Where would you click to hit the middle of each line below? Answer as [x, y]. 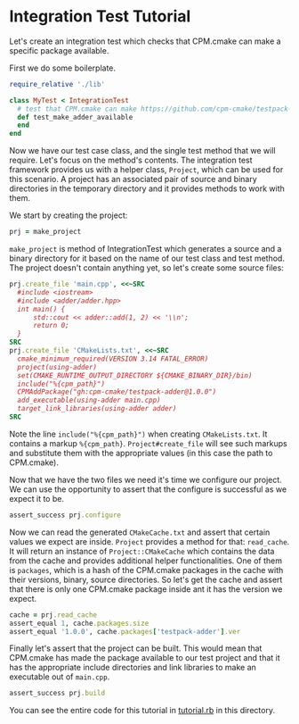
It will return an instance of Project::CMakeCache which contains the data [142, 551]
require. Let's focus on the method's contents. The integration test [131, 160]
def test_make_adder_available [75, 117]
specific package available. [59, 50]
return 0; [51, 326]
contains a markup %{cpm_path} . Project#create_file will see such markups [148, 443]
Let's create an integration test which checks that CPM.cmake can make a [145, 41]
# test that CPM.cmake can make [77, 109]
